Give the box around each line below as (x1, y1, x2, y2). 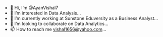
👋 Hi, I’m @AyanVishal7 (10, 5, 59, 10)
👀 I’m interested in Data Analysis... (10, 10, 81, 16)
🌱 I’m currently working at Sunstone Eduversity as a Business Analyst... (10, 15, 158, 21)
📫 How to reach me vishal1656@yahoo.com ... (10, 26, 106, 32)
